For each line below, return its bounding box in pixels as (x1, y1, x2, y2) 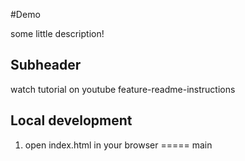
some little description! (10, 28, 105, 39)
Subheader (10, 57, 82, 74)
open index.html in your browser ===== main (24, 139, 213, 151)
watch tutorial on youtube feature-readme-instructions (10, 83, 236, 95)
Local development (10, 112, 133, 129)
